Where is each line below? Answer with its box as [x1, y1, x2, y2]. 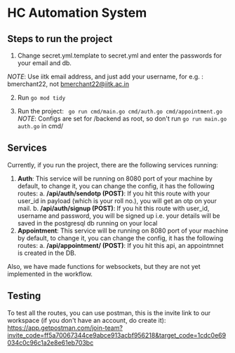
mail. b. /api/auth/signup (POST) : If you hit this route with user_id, [17, 204, 210, 212]
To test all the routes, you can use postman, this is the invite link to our [7, 308, 211, 317]
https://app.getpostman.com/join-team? [7, 324, 123, 332]
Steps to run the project [7, 33, 113, 45]
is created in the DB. [17, 249, 76, 257]
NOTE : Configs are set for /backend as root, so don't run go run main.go [17, 114, 227, 123]
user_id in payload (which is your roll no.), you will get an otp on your [17, 196, 217, 205]
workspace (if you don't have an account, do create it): [7, 316, 166, 324]
